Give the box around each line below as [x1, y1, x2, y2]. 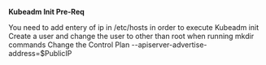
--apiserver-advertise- [131, 40, 207, 50]
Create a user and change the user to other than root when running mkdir [8, 32, 255, 41]
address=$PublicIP [8, 49, 72, 58]
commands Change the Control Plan [8, 40, 130, 50]
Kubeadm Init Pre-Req [8, 7, 85, 16]
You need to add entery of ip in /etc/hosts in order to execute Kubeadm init [8, 23, 259, 32]
